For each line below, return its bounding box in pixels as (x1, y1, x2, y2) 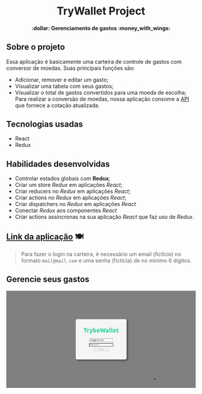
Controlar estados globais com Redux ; (14, 175, 111, 182)
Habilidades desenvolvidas (6, 158, 110, 169)
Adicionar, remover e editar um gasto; (14, 76, 109, 83)
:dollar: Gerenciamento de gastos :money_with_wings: (31, 24, 171, 31)
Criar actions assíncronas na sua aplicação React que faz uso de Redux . (14, 213, 194, 220)
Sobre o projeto (6, 42, 65, 52)
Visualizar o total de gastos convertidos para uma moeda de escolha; (14, 89, 187, 96)
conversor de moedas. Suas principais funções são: (6, 64, 135, 72)
